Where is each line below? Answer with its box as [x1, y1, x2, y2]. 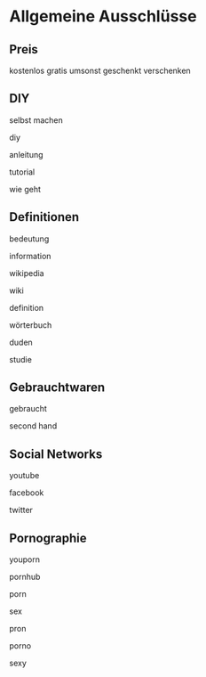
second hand [9, 420, 58, 431]
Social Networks [9, 446, 103, 461]
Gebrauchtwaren [9, 380, 106, 396]
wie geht [9, 184, 42, 194]
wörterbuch [9, 319, 52, 330]
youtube [9, 470, 40, 481]
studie [9, 354, 33, 364]
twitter [9, 505, 34, 516]
